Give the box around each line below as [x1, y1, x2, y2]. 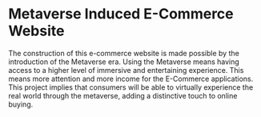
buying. [8, 99, 34, 109]
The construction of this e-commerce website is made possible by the [8, 48, 240, 58]
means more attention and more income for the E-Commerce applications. [8, 74, 254, 83]
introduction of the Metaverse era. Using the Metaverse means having [8, 57, 240, 67]
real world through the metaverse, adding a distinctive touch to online [8, 91, 238, 100]
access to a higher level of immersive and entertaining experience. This [8, 65, 244, 75]
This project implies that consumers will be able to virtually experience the [8, 82, 254, 92]
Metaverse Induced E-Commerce [8, 5, 234, 23]
